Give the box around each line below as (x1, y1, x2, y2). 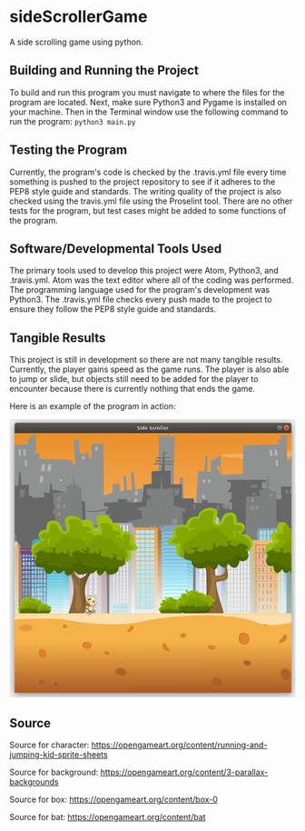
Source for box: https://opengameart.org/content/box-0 (9, 794, 218, 805)
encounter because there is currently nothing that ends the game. (9, 384, 256, 395)
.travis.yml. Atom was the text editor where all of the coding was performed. (9, 275, 294, 285)
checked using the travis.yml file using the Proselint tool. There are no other (9, 195, 293, 206)
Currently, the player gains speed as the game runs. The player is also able (9, 364, 290, 375)
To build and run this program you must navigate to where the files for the (9, 86, 285, 97)
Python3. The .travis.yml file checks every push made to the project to (9, 294, 272, 305)
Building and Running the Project (9, 63, 200, 78)
